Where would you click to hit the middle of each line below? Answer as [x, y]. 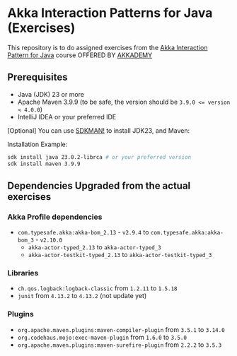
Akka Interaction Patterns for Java [110, 13]
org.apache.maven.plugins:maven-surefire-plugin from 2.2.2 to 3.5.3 [120, 345]
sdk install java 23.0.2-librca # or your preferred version [99, 157]
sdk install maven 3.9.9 [44, 164]
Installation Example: [37, 144]
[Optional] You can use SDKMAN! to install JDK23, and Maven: [99, 130]
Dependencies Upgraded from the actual [99, 185]
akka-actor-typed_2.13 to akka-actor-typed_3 [94, 247]
